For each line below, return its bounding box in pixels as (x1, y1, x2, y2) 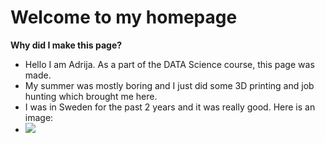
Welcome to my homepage (10, 6, 238, 29)
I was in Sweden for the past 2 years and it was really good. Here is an (24, 101, 316, 113)
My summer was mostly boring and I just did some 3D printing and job (24, 79, 315, 91)
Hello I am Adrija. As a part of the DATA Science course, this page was (24, 58, 315, 70)
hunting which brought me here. (24, 90, 158, 102)
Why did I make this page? (10, 39, 123, 51)
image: (24, 111, 54, 123)
